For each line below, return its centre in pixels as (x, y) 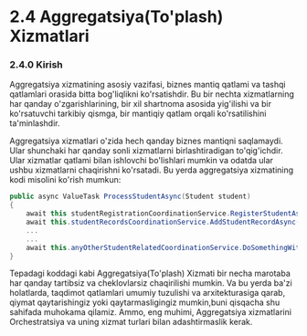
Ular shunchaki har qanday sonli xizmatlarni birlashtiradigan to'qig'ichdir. (146, 151)
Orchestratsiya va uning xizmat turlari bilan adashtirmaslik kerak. (131, 322)
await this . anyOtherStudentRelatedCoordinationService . (135, 247)
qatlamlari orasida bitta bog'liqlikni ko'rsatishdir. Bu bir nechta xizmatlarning (152, 94)
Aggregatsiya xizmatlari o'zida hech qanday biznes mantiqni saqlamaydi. (146, 141)
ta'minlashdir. (35, 123)
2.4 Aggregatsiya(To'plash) (116, 17)
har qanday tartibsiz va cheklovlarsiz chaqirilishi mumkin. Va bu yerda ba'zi (151, 283)
